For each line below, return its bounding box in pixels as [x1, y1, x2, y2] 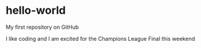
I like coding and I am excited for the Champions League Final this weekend [5, 35, 196, 42]
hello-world [5, 4, 66, 17]
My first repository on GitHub [5, 23, 79, 31]
